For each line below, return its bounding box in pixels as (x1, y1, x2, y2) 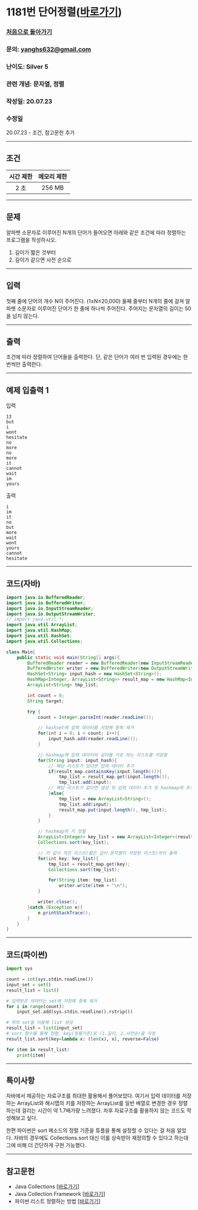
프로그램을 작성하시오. (6, 236, 57, 243)
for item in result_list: (6, 1047, 70, 1052)
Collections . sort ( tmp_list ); (48, 866, 120, 872)
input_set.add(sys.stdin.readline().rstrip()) (16, 1009, 133, 1015)
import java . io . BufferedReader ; (6, 594, 85, 600)
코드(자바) (6, 578, 41, 588)
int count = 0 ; (27, 692, 65, 698)
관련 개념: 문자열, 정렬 (6, 80, 65, 88)
